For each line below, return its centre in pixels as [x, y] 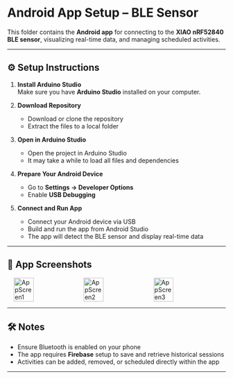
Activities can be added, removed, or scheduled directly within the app [118, 362]
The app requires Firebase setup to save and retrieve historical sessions [121, 355]
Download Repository [49, 105]
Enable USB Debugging [61, 194]
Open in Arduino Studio [52, 140]
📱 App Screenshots [50, 265]
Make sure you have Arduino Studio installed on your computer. [109, 92]
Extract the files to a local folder [73, 126]
